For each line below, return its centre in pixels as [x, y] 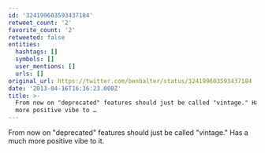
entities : [24, 45]
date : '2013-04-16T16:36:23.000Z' [65, 88]
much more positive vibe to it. [56, 141]
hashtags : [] [37, 52]
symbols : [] [35, 60]
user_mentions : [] [46, 67]
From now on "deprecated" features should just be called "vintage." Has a [128, 133]
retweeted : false [37, 37]
